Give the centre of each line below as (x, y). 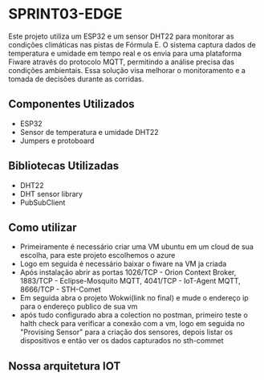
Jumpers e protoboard (57, 141)
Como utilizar (43, 227)
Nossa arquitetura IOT (65, 366)
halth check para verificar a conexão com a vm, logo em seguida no (132, 324)
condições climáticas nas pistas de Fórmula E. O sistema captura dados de (132, 44)
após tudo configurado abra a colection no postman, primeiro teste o (134, 315)
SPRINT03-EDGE (65, 14)
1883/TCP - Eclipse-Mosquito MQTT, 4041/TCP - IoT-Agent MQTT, (130, 281)
